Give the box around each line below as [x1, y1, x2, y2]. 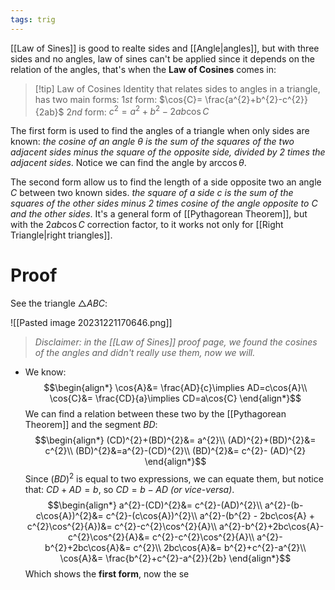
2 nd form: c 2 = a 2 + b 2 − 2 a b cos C [66, 104, 210, 118]
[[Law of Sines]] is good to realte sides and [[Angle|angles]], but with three [10, 42, 320, 54]
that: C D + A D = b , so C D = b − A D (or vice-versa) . [24, 483, 235, 495]
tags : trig [10, 14, 56, 25]
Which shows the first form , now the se [24, 567, 190, 580]
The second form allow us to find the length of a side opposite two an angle [10, 176, 322, 188]
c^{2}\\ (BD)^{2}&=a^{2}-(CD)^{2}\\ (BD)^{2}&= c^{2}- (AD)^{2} [44, 445, 307, 457]
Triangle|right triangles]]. [10, 229, 113, 241]
